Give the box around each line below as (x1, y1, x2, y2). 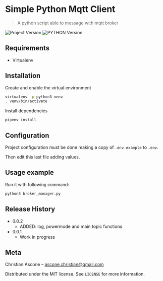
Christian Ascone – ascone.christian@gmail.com (5, 262, 104, 268)
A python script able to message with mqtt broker (17, 20, 119, 26)
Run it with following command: (5, 181, 69, 187)
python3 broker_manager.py (5, 191, 61, 196)
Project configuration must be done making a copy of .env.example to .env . (5, 144, 159, 150)
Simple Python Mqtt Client (5, 3, 115, 15)
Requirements (5, 44, 50, 53)
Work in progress (19, 234, 55, 240)
